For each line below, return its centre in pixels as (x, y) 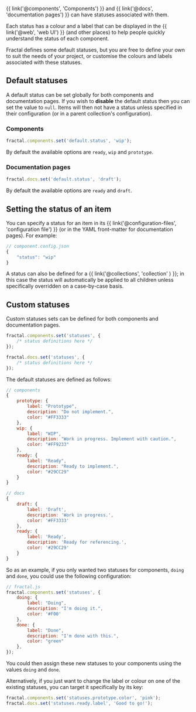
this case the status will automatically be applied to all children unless (90, 280)
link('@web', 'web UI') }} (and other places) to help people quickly (86, 32)
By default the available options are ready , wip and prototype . (80, 152)
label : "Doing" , (47, 603)
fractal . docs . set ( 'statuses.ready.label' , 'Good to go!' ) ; (80, 703)
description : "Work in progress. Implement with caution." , (102, 439)
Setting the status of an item (59, 209)
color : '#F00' (44, 614)
